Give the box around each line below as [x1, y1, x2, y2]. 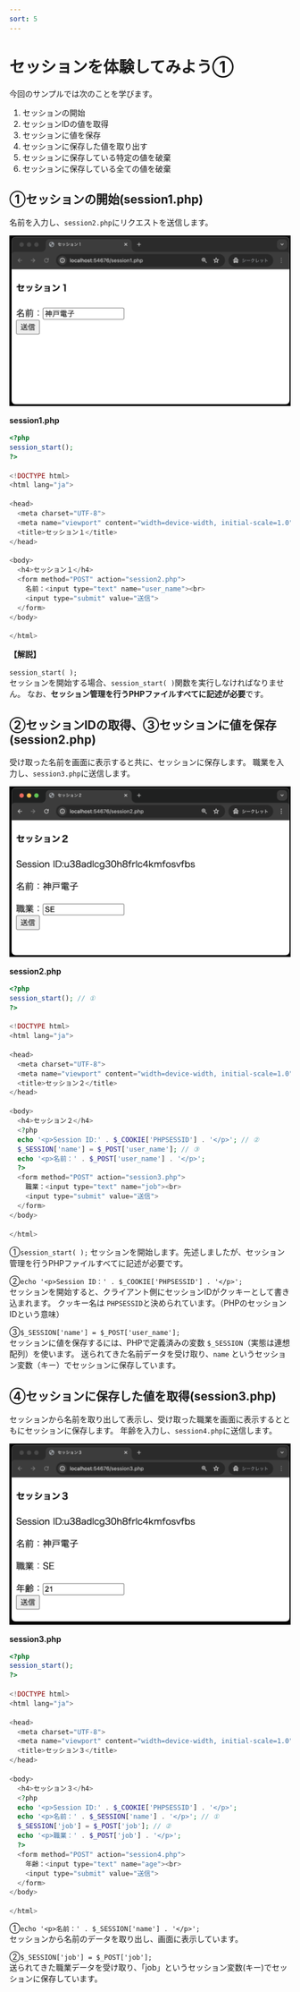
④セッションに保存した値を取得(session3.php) [9, 1388, 277, 1404]
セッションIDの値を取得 [21, 118, 109, 129]
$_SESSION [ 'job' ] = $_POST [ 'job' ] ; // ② [17, 1822, 171, 1831]
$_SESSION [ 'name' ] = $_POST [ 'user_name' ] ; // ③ [17, 1145, 200, 1153]
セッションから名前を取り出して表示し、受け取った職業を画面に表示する [9, 1414, 275, 1425]
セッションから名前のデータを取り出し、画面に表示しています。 [9, 1934, 244, 1945]
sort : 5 [9, 14, 38, 23]
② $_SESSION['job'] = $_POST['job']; [9, 1952, 153, 1962]
